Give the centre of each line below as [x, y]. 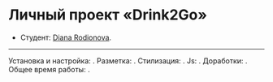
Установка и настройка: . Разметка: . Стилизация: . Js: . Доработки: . [128, 60]
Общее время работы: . [50, 69]
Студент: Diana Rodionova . [66, 37]
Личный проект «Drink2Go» [108, 15]
